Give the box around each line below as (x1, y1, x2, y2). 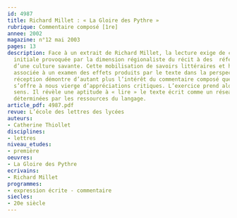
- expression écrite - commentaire (7, 187, 112, 194)
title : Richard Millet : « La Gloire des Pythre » (7, 17, 159, 24)
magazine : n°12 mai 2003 (7, 37, 80, 44)
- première (7, 148, 39, 155)
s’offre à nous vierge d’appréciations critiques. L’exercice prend (13, 82, 219, 89)
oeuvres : (7, 154, 33, 162)
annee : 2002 (7, 30, 42, 37)
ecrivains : (7, 167, 39, 174)
